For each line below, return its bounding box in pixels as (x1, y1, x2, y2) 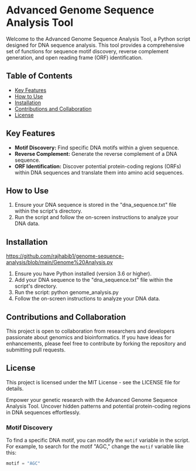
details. (6, 385, 24, 392)
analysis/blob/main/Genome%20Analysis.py (6, 259, 113, 266)
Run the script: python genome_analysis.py (14, 289, 119, 296)
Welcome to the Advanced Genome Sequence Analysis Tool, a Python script (6, 35, 191, 42)
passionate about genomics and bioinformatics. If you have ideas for (6, 334, 171, 340)
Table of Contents (6, 71, 73, 81)
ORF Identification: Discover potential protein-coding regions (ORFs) (14, 162, 181, 170)
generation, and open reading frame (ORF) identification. (6, 54, 143, 61)
